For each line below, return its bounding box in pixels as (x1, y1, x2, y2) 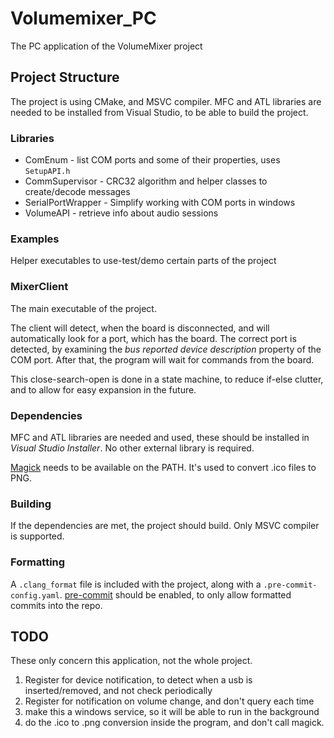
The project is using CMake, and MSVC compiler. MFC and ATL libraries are (10, 95, 322, 107)
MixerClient (10, 280, 69, 294)
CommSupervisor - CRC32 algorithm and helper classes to (24, 175, 268, 187)
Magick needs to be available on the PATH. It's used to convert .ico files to (10, 461, 317, 473)
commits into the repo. (10, 599, 103, 611)
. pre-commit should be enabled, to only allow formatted (59, 588, 292, 601)
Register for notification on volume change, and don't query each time (24, 695, 315, 707)
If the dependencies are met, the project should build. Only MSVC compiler (10, 520, 320, 532)
